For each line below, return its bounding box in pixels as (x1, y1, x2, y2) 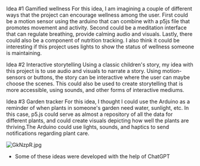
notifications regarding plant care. (6, 130, 90, 137)
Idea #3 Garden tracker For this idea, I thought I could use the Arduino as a (6, 98, 190, 105)
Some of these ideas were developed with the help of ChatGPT (14, 153, 170, 160)
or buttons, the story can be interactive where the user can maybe (27, 74, 190, 81)
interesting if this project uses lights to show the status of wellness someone (6, 43, 195, 50)
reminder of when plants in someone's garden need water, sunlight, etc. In (6, 104, 189, 111)
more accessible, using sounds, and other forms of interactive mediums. (6, 87, 184, 93)
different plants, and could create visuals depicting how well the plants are (6, 117, 189, 124)
